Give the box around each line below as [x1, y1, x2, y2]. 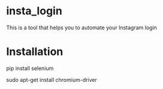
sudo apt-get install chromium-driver [6, 76, 98, 83]
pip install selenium [6, 65, 54, 72]
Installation [6, 45, 64, 59]
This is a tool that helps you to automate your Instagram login [6, 24, 158, 31]
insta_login [6, 4, 63, 18]
